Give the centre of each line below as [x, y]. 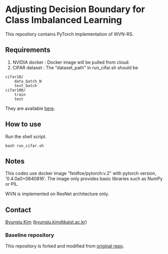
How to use [23, 124]
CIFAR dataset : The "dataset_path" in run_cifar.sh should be [75, 67]
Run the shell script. [26, 136]
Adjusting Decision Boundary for [75, 9]
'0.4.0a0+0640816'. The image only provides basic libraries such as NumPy [84, 179]
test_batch [26, 86]
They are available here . [30, 108]
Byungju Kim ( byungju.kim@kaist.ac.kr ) [46, 222]
